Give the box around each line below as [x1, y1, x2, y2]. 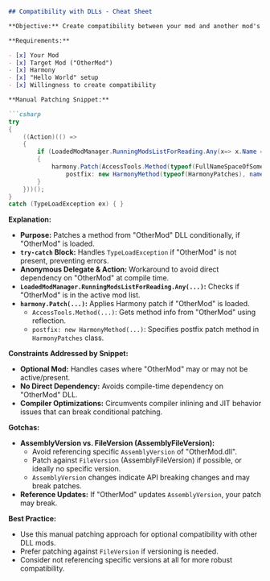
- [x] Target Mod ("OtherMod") [8, 59, 113, 67]
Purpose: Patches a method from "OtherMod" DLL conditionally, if [19, 230, 240, 240]
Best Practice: [8, 514, 57, 524]
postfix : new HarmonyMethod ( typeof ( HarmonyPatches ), [65, 170, 247, 178]
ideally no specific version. [31, 464, 121, 474]
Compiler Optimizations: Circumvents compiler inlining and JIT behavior [19, 399, 262, 409]
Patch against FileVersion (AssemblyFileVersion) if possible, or [31, 455, 243, 465]
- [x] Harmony [8, 66, 56, 74]
